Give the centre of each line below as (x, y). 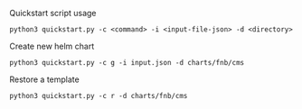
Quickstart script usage (53, 13)
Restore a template (44, 79)
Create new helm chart (52, 46)
